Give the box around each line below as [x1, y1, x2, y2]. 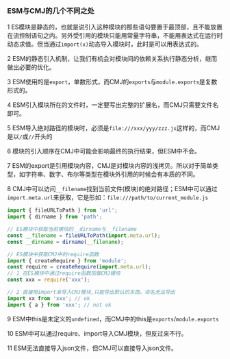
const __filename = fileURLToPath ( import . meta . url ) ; [7, 232, 161, 239]
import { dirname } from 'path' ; [7, 214, 103, 221]
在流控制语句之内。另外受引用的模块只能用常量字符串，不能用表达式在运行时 [7, 32, 223, 40]
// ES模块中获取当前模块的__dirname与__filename [7, 226, 137, 233]
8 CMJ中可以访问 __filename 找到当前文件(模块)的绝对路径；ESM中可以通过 [7, 185, 218, 193]
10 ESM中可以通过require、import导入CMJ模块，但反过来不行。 [7, 329, 188, 337]
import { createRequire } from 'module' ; [7, 257, 127, 264]
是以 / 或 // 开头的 [7, 132, 53, 141]
